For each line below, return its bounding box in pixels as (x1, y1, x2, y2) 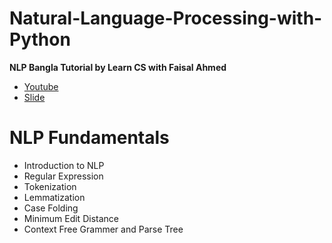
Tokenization (23, 180, 77, 192)
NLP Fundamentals (9, 127, 170, 149)
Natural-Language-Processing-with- (9, 7, 323, 30)
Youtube (23, 80, 59, 92)
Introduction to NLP (23, 159, 105, 171)
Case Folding (23, 202, 79, 214)
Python (9, 28, 71, 51)
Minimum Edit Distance (23, 212, 119, 224)
